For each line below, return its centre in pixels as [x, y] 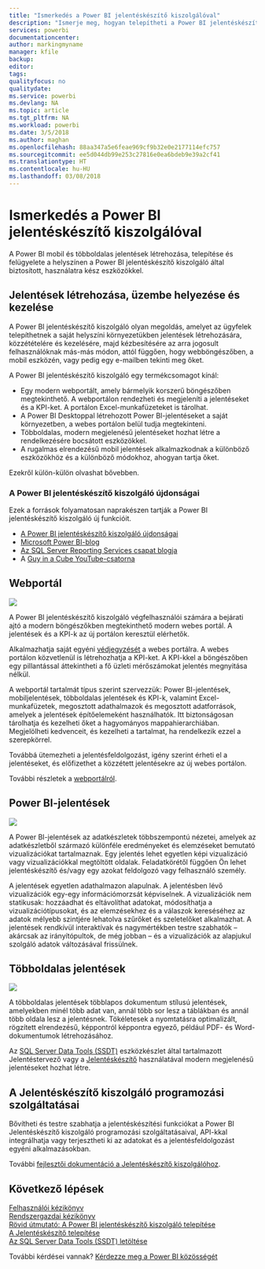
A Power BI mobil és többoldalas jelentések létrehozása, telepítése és [121, 253]
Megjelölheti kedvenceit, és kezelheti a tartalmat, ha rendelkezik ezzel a [125, 731]
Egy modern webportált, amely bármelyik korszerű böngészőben [125, 390]
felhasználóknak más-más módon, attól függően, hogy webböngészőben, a [131, 352]
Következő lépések [57, 1189]
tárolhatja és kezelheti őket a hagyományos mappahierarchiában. [114, 723]
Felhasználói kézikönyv [46, 1208]
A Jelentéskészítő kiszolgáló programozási [117, 1092]
